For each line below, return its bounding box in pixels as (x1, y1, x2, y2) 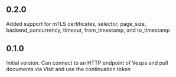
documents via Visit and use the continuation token (6, 65, 131, 72)
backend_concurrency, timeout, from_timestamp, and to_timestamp (6, 26, 170, 34)
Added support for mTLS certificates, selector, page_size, (6, 20, 146, 27)
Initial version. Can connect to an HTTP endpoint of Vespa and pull (6, 59, 168, 66)
